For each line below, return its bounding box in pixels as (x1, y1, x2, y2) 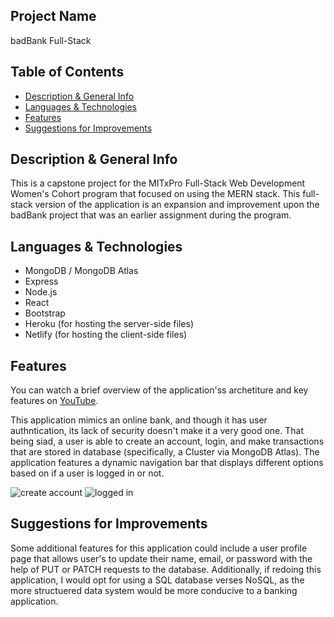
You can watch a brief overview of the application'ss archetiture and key (10, 384, 309, 396)
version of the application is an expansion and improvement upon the (34, 199, 320, 211)
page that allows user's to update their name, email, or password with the (10, 552, 313, 564)
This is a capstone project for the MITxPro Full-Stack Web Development (10, 177, 306, 189)
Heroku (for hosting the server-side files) (24, 318, 194, 330)
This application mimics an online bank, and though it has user (10, 414, 268, 426)
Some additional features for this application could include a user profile (10, 542, 308, 554)
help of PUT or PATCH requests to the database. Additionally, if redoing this (10, 563, 322, 575)
